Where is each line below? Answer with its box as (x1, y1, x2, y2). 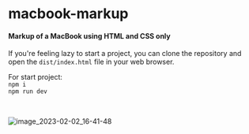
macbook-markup (8, 5, 129, 23)
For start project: (8, 73, 63, 82)
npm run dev (8, 87, 47, 95)
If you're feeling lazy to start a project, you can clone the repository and (8, 49, 242, 58)
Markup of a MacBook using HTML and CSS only (8, 31, 172, 40)
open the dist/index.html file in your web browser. (8, 57, 175, 67)
